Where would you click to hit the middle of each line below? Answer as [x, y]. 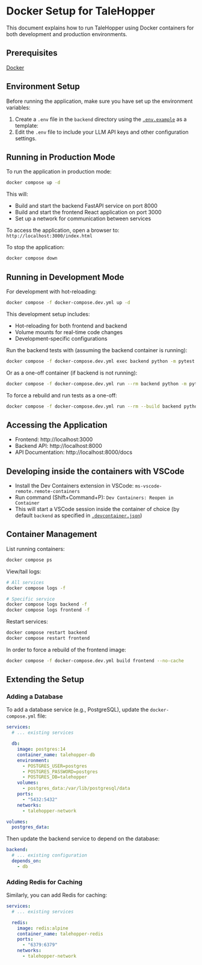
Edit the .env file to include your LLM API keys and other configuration [102, 132]
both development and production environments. [67, 34]
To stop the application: [35, 247]
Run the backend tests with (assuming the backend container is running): [97, 350]
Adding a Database [35, 697]
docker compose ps [29, 560]
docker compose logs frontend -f [48, 610]
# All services [25, 582]
